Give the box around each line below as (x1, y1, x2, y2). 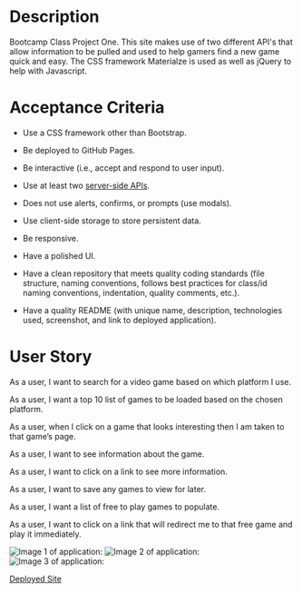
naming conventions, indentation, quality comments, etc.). (22, 287, 240, 298)
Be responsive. (22, 232, 79, 243)
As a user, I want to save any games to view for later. (9, 483, 207, 494)
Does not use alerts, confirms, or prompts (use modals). (22, 197, 232, 208)
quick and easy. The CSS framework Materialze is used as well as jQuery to (9, 55, 292, 66)
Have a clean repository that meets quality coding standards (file (22, 268, 265, 279)
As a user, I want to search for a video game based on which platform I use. (9, 376, 292, 387)
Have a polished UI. (22, 250, 96, 261)
